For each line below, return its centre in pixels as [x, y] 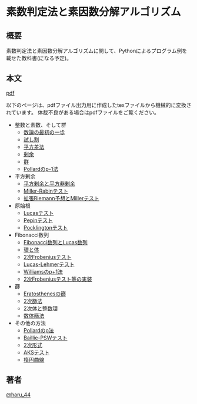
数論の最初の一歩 [44, 132]
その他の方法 [30, 323]
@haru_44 [19, 395]
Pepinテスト [38, 220]
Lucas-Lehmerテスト [49, 264]
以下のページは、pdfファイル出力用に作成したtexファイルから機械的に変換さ [99, 105]
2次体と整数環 [41, 308]
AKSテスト [36, 352]
